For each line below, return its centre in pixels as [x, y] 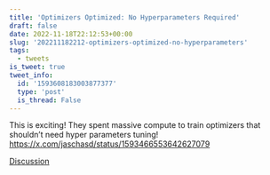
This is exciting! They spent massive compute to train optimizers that [135, 125]
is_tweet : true [37, 68]
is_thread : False [49, 100]
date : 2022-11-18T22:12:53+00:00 [71, 34]
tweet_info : [31, 76]
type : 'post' [41, 91]
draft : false [33, 26]
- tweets [33, 59]
